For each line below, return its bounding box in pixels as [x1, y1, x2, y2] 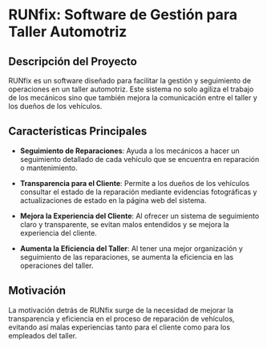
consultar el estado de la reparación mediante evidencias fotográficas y [19, 187, 257, 196]
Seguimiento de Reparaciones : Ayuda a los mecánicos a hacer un [19, 146, 241, 156]
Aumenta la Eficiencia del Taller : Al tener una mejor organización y [19, 243, 243, 253]
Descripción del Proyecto [8, 55, 138, 68]
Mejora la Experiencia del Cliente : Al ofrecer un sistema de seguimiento [19, 211, 260, 221]
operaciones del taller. [19, 261, 94, 270]
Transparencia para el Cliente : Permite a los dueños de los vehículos [19, 178, 250, 188]
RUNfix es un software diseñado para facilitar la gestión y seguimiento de [8, 76, 251, 85]
